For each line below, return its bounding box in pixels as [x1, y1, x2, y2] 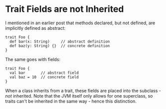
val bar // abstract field [9, 70, 79, 75]
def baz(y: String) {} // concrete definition [9, 43, 110, 48]
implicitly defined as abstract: [5, 25, 66, 31]
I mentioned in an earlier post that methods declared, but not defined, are [5, 20, 156, 26]
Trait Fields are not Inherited [5, 3, 124, 15]
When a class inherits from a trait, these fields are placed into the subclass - [5, 88, 162, 94]
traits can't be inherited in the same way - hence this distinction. [5, 98, 137, 104]
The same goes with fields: [5, 56, 61, 62]
